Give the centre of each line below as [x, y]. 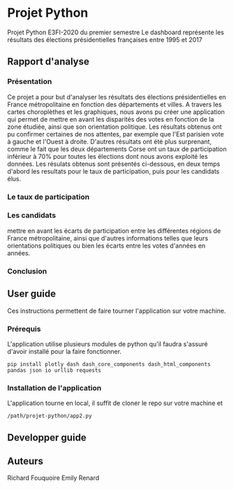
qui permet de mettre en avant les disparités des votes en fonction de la [111, 119]
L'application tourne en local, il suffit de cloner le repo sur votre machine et [115, 403]
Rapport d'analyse [48, 62]
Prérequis [24, 329]
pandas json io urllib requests [54, 370]
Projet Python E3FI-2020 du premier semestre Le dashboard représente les [116, 32]
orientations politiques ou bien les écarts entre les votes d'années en [107, 246]
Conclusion [27, 271]
